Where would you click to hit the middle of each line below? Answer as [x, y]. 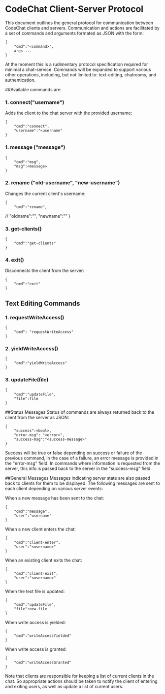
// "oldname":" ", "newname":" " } [38, 216]
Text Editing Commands [43, 303]
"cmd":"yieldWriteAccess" [41, 363]
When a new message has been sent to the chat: [55, 498]
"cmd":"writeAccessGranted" [43, 662]
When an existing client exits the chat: [44, 560]
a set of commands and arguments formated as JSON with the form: [75, 33]
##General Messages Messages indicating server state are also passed [78, 478]
